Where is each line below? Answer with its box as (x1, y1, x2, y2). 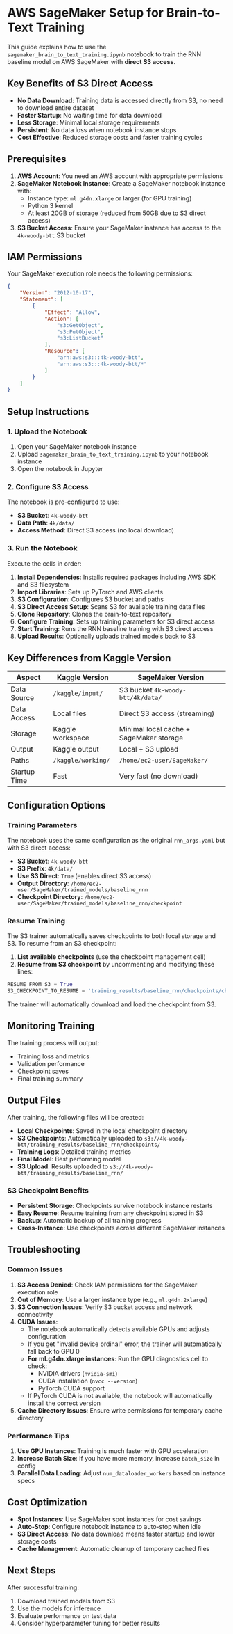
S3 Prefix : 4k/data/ (17, 864, 73, 873)
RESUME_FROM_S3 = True (7, 981, 73, 988)
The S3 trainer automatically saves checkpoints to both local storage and (7, 932, 216, 940)
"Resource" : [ (44, 348, 85, 355)
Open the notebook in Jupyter (17, 464, 103, 473)
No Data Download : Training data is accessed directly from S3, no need (17, 96, 223, 104)
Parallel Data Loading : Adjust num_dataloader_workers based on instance (17, 1468, 226, 1477)
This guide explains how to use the (7, 42, 107, 51)
